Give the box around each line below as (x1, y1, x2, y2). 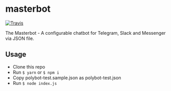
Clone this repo (12, 63, 45, 70)
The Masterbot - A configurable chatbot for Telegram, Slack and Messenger (5, 30, 166, 36)
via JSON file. (5, 35, 34, 41)
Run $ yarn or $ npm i (12, 69, 59, 75)
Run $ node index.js (12, 80, 57, 86)
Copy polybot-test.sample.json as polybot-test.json (12, 75, 121, 81)
